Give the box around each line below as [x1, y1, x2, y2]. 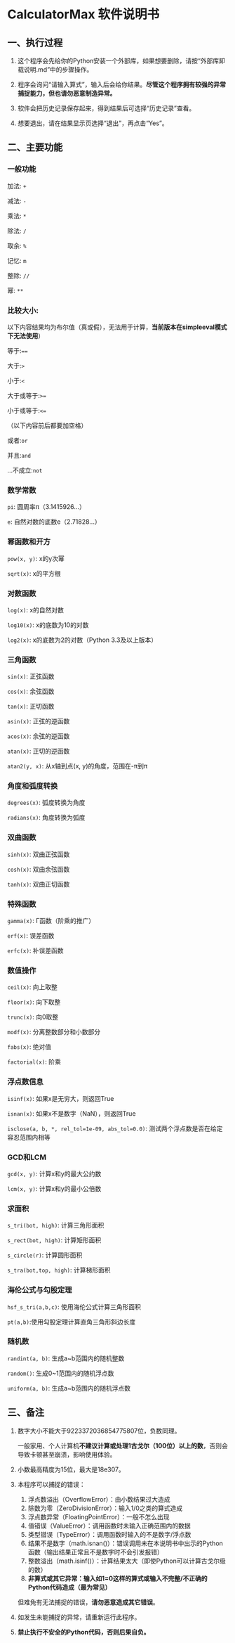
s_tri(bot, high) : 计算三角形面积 [7, 1221, 105, 1230]
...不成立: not [7, 465, 43, 475]
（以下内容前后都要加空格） [7, 421, 88, 430]
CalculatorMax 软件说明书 [7, 6, 160, 22]
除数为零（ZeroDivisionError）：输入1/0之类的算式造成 [27, 1504, 183, 1512]
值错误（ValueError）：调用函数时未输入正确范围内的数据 [27, 1521, 191, 1530]
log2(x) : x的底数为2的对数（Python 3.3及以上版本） [7, 636, 158, 644]
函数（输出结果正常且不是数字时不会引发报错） [27, 1547, 163, 1556]
